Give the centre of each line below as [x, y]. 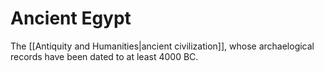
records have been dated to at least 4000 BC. [104, 56]
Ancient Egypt [71, 18]
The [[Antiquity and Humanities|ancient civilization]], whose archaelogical [162, 46]
